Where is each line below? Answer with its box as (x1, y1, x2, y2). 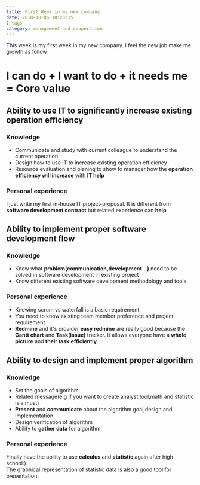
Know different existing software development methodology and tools (14, 277, 187, 285)
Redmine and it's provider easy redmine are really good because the (14, 325, 186, 333)
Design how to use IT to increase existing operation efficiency (14, 159, 167, 166)
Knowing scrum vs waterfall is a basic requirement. (14, 306, 141, 313)
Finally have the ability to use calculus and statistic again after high (6, 453, 173, 460)
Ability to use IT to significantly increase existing (6, 105, 192, 115)
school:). (6, 460, 28, 467)
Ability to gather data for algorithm (14, 425, 101, 432)
